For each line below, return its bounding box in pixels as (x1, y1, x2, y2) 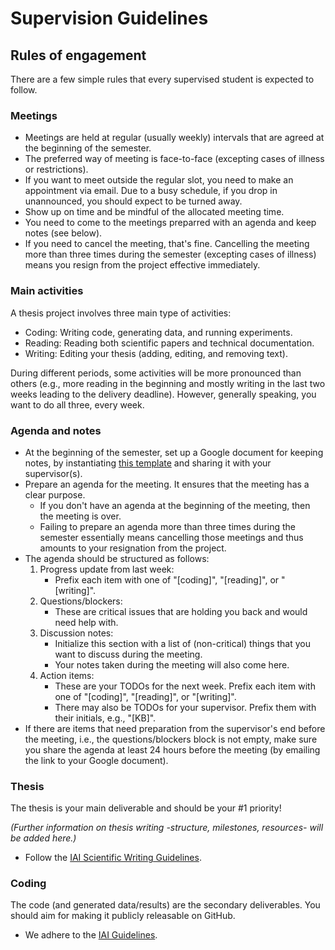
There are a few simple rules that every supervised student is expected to (10, 73, 315, 85)
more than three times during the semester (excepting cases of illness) (24, 248, 317, 261)
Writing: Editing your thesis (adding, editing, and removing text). (24, 347, 288, 359)
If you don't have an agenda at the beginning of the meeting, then (39, 499, 311, 511)
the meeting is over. (39, 510, 122, 522)
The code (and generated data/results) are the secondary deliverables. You (10, 899, 321, 911)
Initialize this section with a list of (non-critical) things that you (54, 637, 312, 649)
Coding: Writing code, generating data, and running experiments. (24, 326, 293, 338)
